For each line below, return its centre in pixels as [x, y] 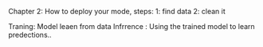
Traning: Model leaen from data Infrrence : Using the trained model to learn [131, 26]
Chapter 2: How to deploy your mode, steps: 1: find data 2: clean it [117, 11]
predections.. [30, 35]
